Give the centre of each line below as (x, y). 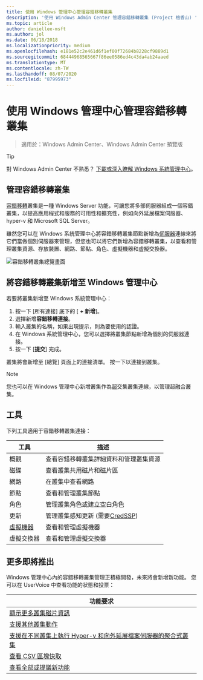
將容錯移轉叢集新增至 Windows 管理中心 (82, 282)
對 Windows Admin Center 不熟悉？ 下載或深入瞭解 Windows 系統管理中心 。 (101, 169)
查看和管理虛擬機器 (73, 527)
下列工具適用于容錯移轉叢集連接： (49, 431)
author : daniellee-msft (36, 29)
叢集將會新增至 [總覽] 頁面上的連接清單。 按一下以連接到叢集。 (85, 361)
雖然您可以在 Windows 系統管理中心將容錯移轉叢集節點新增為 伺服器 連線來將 (101, 233)
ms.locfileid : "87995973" (39, 79)
